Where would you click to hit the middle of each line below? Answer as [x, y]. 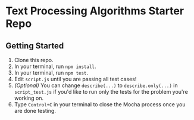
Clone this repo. [34, 60]
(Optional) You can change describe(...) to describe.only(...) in [96, 85]
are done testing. [35, 111]
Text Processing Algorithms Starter [95, 11]
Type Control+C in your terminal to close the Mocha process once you [100, 104]
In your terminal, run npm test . [51, 73]
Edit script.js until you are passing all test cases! [75, 79]
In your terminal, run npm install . [55, 66]
